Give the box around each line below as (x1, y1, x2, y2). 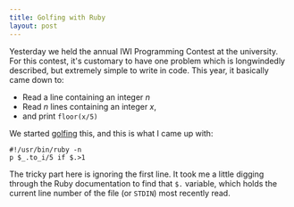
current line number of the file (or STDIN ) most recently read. (9, 187, 231, 198)
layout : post (9, 21, 58, 30)
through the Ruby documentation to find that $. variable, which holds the (9, 178, 278, 188)
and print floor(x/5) (21, 111, 98, 121)
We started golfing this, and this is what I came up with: (9, 128, 214, 138)
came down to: (9, 74, 64, 85)
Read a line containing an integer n (21, 91, 150, 103)
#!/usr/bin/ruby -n (9, 145, 82, 154)
